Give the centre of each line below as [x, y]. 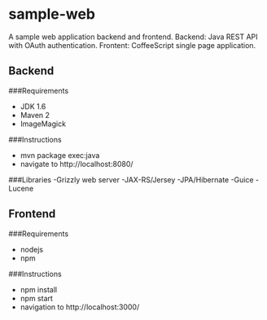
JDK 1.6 [33, 106]
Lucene [21, 188]
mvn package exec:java [60, 155]
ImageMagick [43, 124]
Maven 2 [35, 115]
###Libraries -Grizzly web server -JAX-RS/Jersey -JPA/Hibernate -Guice [131, 179]
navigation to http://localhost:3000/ [80, 307]
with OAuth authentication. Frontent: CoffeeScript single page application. [132, 45]
